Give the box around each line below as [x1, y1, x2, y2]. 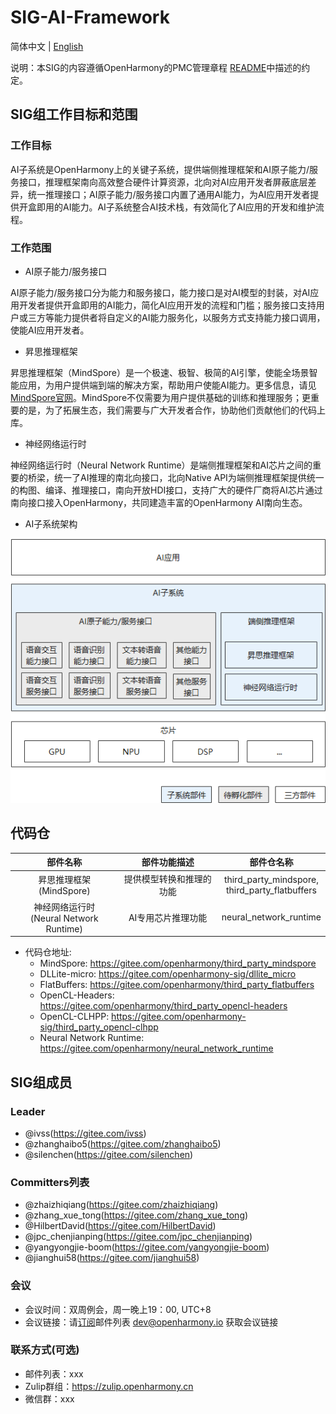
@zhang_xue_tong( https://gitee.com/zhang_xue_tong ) [24, 1209, 249, 1221]
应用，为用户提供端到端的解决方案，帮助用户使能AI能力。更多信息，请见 [18, 379, 317, 391]
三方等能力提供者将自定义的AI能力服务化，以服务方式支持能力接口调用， [27, 311, 326, 323]
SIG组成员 [10, 1074, 73, 1091]
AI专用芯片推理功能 [128, 911, 208, 923]
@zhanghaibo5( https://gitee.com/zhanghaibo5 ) [24, 1137, 222, 1150]
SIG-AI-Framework [10, 6, 170, 29]
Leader [10, 1104, 46, 1118]
